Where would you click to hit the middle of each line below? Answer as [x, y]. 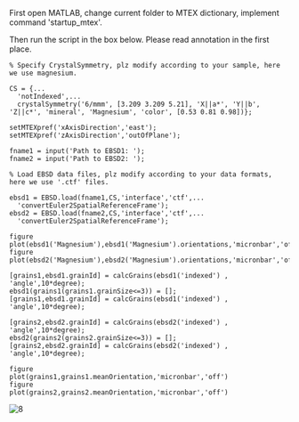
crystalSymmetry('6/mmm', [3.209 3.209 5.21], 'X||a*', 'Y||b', [139, 104]
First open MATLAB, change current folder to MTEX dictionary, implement [144, 13]
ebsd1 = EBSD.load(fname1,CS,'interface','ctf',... [107, 198]
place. [21, 49]
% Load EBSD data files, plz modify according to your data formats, [141, 174]
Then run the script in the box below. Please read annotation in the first [139, 40]
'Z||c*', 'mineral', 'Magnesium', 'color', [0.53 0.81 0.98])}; [131, 112]
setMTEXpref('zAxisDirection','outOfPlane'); [95, 135]
